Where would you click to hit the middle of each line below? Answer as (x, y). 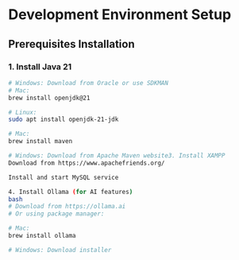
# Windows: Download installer (60, 250)
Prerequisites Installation (71, 44)
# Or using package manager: (56, 214)
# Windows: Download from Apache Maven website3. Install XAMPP (117, 156)
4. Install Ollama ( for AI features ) (71, 192)
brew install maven (40, 142)
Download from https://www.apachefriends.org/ (87, 163)
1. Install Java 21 (40, 67)
